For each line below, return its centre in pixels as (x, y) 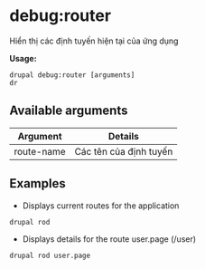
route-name (40, 151)
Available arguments (69, 111)
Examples (37, 183)
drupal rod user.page (50, 255)
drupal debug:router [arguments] (72, 75)
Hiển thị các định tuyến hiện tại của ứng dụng (94, 41)
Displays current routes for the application (101, 206)
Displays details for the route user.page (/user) (109, 239)
